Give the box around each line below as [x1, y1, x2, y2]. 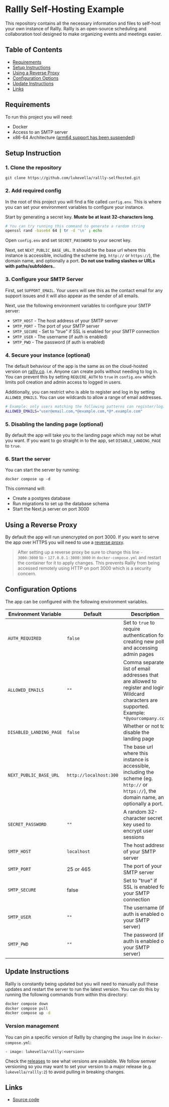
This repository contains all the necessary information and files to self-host [5, 20, 161, 26]
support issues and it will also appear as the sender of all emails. [5, 293, 139, 299]
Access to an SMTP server [12, 129, 68, 135]
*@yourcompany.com [123, 715, 167, 721]
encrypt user [123, 827, 154, 834]
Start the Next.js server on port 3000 [12, 506, 90, 512]
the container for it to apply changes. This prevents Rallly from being [17, 560, 160, 566]
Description [130, 611, 160, 618]
